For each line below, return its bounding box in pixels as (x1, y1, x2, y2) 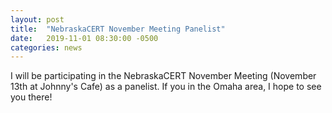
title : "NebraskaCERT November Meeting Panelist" (10, 24, 226, 34)
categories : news (10, 42, 83, 53)
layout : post (10, 14, 65, 25)
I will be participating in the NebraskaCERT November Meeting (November (10, 70, 317, 82)
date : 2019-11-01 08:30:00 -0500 (10, 33, 159, 43)
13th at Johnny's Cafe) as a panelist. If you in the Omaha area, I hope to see (10, 81, 322, 93)
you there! (10, 91, 53, 103)
